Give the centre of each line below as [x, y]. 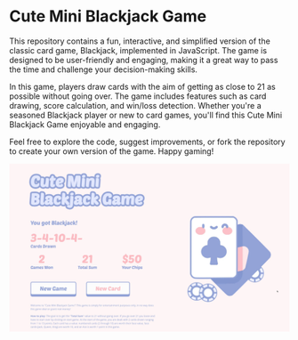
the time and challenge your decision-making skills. [104, 69]
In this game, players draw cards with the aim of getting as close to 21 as [142, 86]
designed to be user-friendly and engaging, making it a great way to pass [144, 60]
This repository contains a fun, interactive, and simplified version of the [140, 41]
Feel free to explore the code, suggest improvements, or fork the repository [148, 142]
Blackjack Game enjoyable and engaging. [85, 124]
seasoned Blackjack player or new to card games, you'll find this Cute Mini [146, 115]
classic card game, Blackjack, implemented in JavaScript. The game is [138, 50]
